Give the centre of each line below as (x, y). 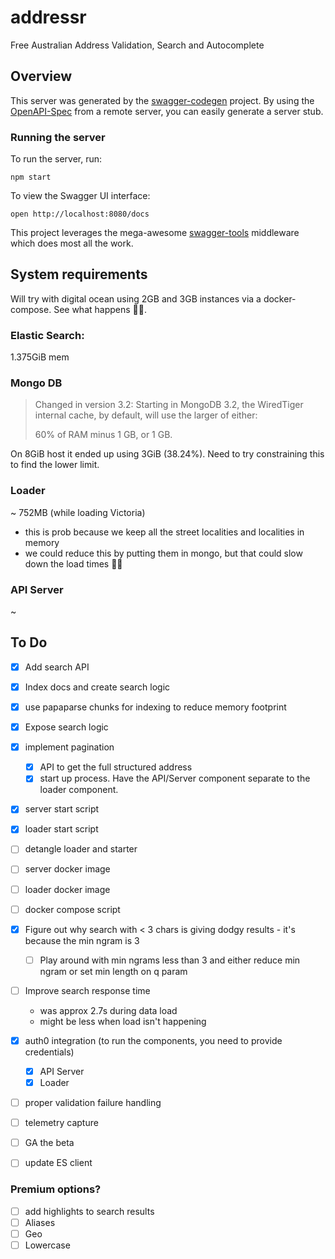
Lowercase (47, 1245)
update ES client (58, 1163)
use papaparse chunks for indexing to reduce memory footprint (155, 707)
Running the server (58, 137)
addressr (48, 17)
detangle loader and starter (81, 849)
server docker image (67, 869)
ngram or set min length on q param (113, 971)
